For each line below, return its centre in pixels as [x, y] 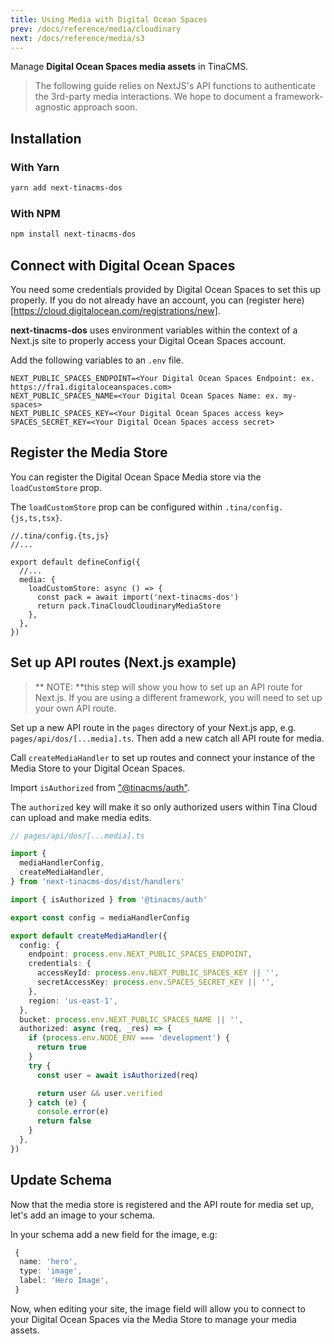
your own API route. [75, 708]
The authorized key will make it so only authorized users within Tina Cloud [164, 807]
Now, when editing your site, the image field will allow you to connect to [158, 1308]
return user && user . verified [99, 1093]
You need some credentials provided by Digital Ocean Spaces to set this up [166, 289]
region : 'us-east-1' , [73, 1001]
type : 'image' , [51, 1271]
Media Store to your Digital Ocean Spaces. [98, 768]
